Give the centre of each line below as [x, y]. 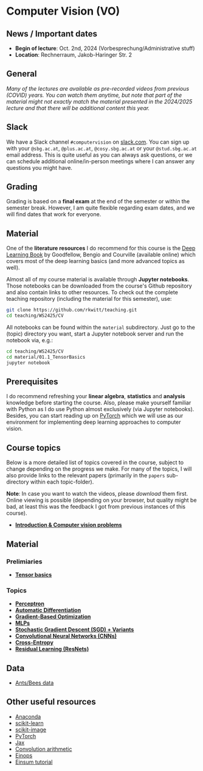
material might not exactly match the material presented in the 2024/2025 [99, 101]
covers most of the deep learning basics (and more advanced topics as [96, 261]
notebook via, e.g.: [30, 340]
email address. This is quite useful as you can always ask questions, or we [99, 155]
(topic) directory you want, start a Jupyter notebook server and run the [95, 334]
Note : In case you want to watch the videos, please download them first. [97, 494]
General [22, 74]
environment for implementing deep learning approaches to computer [94, 422]
